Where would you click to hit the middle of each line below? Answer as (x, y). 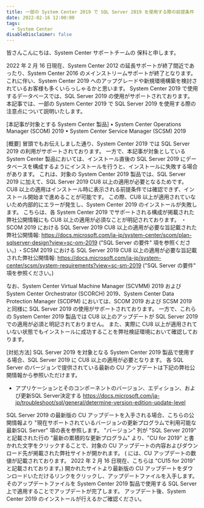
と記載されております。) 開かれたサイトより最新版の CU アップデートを (94, 468)
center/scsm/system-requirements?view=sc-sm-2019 (74, 266)
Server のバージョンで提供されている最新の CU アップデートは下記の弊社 (98, 368)
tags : (13, 23)
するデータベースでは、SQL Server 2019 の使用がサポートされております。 (100, 96)
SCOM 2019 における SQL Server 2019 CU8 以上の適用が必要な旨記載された (102, 228)
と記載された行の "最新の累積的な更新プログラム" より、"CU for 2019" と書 (100, 438)
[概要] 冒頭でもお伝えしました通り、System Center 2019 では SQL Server (98, 144)
